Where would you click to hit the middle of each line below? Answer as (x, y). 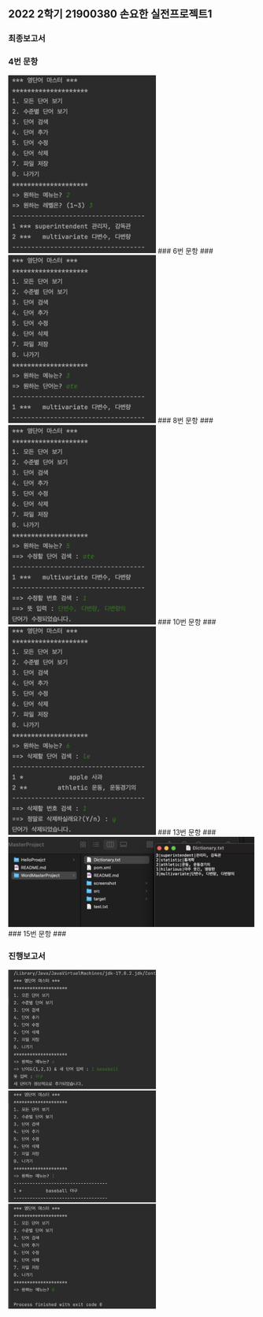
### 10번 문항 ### (187, 622)
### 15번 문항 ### (37, 934)
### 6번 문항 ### (185, 251)
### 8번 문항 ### (185, 420)
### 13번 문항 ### (187, 832)
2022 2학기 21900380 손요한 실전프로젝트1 (110, 14)
